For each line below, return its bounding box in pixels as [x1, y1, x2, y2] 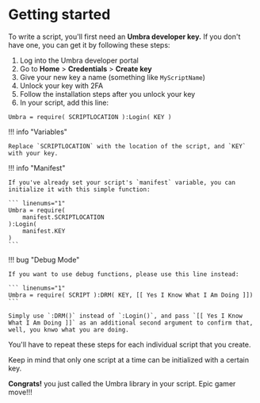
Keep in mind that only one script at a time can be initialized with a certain [8, 355, 250, 364]
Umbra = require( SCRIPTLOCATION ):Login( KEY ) [8, 113, 172, 121]
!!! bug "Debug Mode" [8, 255, 80, 264]
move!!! [8, 387, 33, 397]
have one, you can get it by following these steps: [8, 40, 170, 49]
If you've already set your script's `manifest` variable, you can [8, 178, 236, 186]
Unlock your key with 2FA [19, 81, 104, 90]
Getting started [8, 6, 111, 24]
